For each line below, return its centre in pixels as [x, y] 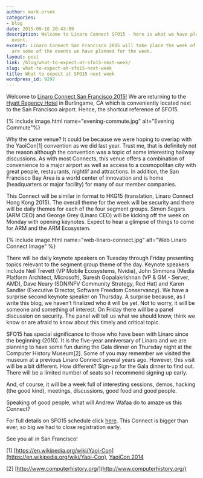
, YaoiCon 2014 [125, 457]
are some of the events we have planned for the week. [82, 51]
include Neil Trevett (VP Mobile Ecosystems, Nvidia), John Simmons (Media [100, 271]
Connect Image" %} [31, 246]
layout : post [23, 57]
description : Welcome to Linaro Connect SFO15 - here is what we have [97, 34]
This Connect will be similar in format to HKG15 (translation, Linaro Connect [100, 196]
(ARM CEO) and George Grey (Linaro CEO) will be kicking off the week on [98, 215]
